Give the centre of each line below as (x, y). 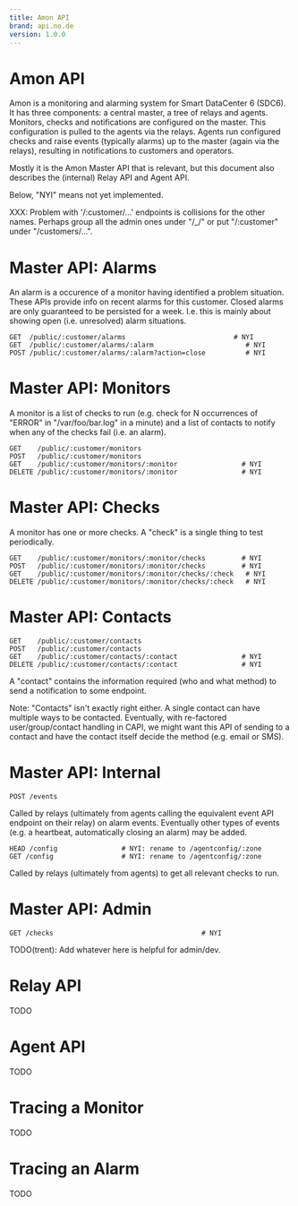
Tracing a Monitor (77, 1108)
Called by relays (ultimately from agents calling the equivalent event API (142, 813)
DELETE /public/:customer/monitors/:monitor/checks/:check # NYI (138, 582)
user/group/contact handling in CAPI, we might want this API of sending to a (149, 727)
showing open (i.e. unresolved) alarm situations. (98, 321)
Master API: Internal (85, 773)
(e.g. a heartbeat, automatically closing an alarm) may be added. (128, 832)
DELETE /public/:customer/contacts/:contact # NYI (136, 665)
